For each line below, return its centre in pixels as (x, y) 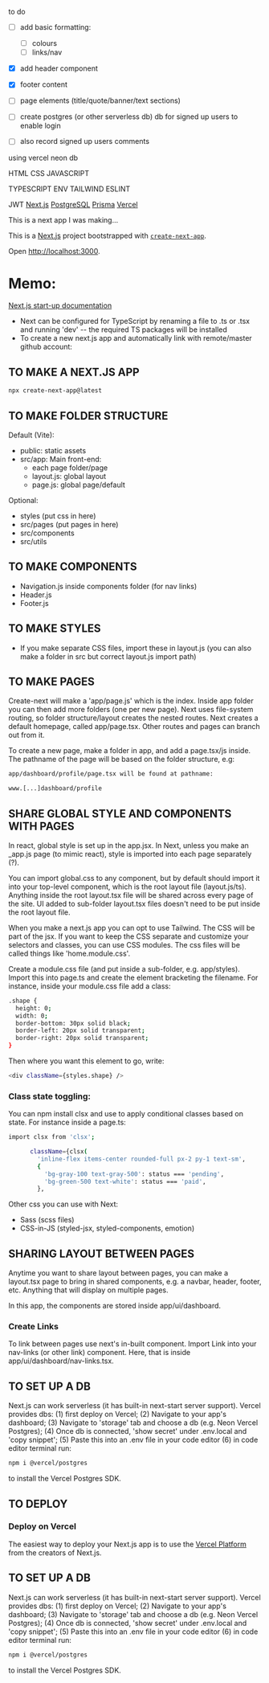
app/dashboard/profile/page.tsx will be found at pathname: (111, 774)
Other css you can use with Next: (63, 1204)
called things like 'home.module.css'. (69, 953)
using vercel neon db (43, 158)
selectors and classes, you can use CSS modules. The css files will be (124, 944)
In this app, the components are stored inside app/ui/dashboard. (115, 1306)
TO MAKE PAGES (51, 681)
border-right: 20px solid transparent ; (82, 1038)
